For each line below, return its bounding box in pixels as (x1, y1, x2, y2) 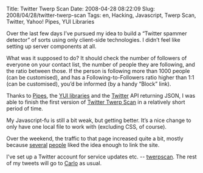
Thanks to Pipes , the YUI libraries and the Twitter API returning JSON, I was (6, 92, 196, 99)
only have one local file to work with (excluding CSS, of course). (6, 123, 167, 130)
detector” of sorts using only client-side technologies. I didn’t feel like (6, 36, 181, 43)
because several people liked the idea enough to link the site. (6, 141, 160, 148)
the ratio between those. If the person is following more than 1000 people (6, 67, 190, 75)
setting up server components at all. (6, 42, 97, 50)
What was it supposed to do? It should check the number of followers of (6, 55, 187, 61)
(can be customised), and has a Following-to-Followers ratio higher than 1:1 (6, 74, 194, 81)
